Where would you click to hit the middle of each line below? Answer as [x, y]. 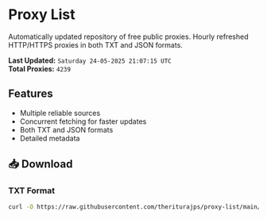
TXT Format [32, 190]
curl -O [21, 207]
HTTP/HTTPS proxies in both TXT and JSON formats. [95, 44]
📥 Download [41, 164]
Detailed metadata [50, 138]
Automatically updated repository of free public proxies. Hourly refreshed [128, 36]
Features [31, 94]
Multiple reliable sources [60, 113]
